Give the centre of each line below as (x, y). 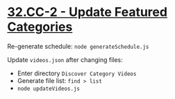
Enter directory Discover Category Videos (77, 73)
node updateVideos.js (48, 89)
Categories (40, 27)
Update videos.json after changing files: (65, 59)
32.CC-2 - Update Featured (87, 12)
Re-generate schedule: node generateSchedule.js (78, 46)
